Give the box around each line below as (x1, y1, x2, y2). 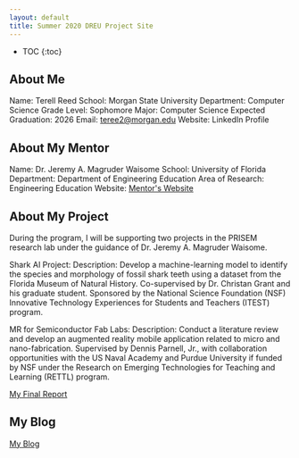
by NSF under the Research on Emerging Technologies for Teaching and (9, 362, 276, 372)
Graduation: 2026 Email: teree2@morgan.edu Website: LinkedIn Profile (9, 114, 270, 125)
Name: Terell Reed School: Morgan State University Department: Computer (9, 96, 285, 106)
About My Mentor (9, 140, 110, 155)
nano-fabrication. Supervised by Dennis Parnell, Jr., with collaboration (9, 343, 268, 354)
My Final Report (9, 388, 68, 399)
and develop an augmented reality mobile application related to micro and (9, 333, 280, 344)
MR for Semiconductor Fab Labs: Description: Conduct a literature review (9, 323, 279, 335)
